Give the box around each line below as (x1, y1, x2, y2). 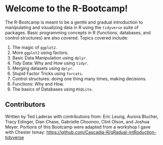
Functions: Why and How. (12, 81, 64, 87)
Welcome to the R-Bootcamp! (5, 3, 128, 14)
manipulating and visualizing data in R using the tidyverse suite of (5, 24, 139, 30)
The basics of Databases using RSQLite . (12, 86, 93, 92)
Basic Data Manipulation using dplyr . (12, 55, 87, 60)
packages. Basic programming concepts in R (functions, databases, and (5, 29, 151, 35)
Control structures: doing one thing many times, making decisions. (12, 76, 147, 82)
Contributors (5, 100, 46, 109)
